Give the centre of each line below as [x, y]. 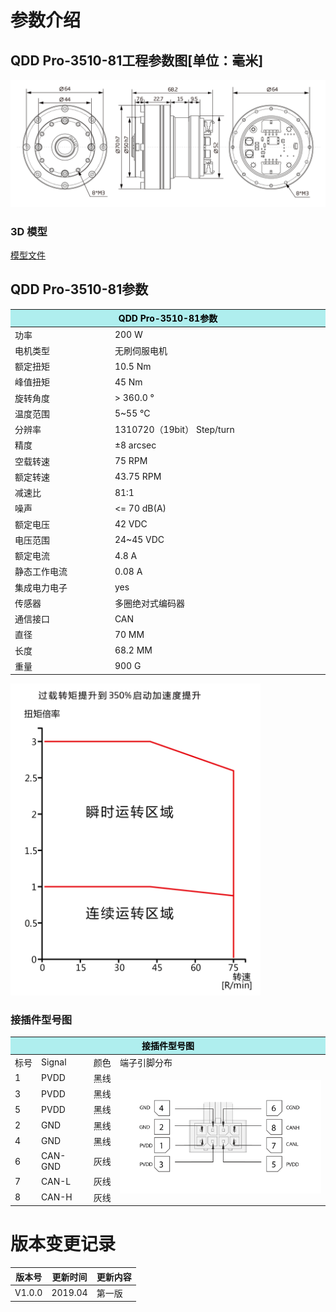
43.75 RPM [138, 477]
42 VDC [131, 524]
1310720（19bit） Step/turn [174, 430]
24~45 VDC [139, 540]
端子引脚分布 [146, 1062]
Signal [54, 1062]
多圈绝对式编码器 [149, 603]
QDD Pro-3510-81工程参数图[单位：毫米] [137, 60]
